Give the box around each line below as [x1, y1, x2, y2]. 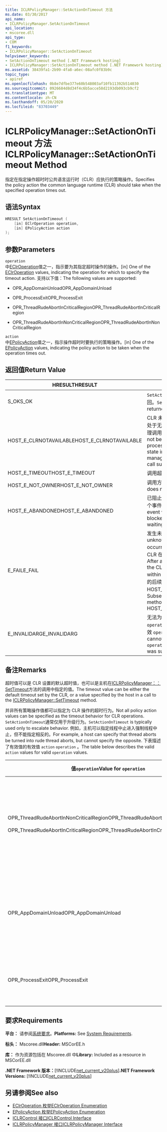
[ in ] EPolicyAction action [14, 226, 70, 231]
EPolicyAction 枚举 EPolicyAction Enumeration [12, 1109, 105, 1115]
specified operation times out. [5, 187, 67, 193]
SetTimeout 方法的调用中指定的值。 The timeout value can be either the [5, 686, 150, 692]
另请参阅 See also [5, 1088, 59, 1097]
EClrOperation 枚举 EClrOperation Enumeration [12, 1103, 107, 1109]
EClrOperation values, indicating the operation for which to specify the [5, 269, 150, 275]
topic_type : [5, 72, 30, 77]
